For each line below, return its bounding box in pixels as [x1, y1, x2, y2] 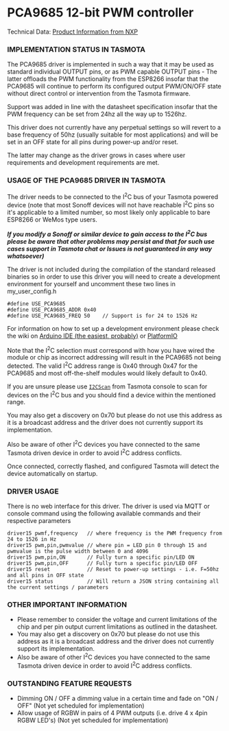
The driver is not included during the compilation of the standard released [7, 265, 216, 273]
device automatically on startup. [7, 469, 98, 478]
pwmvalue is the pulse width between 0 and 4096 [7, 548, 149, 555]
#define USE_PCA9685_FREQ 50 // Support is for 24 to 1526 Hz [7, 312, 197, 319]
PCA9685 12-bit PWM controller [7, 5, 194, 21]
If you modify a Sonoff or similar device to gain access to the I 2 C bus [7, 229, 208, 238]
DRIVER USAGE [7, 486, 60, 496]
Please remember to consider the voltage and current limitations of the [16, 616, 217, 624]
